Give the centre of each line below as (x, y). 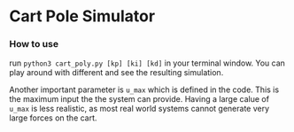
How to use (34, 44)
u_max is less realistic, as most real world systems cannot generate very (139, 109)
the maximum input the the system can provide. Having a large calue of (139, 99)
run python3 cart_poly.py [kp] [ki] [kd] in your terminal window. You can (147, 63)
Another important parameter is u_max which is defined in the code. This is (144, 89)
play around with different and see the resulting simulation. (116, 73)
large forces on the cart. (53, 118)
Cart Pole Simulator (82, 16)
